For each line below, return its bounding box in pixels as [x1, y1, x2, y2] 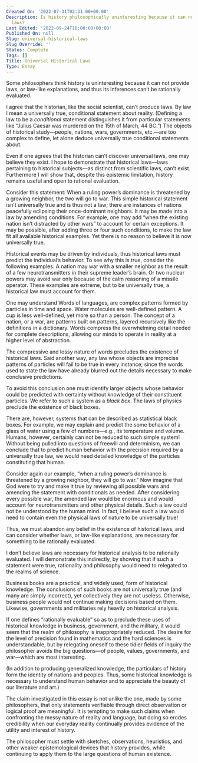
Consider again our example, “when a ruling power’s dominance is [6, 470, 167, 477]
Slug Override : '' [6, 42, 51, 48]
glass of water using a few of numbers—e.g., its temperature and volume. [6, 428, 185, 435]
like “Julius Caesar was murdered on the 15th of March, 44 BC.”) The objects [6, 122, 192, 130]
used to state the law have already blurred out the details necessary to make [6, 367, 192, 374]
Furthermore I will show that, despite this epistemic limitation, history [6, 171, 173, 179]
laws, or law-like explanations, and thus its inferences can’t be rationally [6, 86, 181, 93]
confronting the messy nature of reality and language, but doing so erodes [6, 714, 187, 721]
